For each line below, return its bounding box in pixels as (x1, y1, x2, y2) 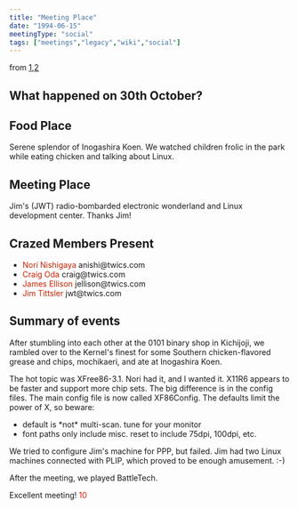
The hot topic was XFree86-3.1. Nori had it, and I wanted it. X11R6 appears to (9, 373, 290, 384)
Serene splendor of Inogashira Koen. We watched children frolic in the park (9, 141, 286, 152)
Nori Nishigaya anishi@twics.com (21, 260, 146, 271)
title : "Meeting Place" (9, 12, 98, 22)
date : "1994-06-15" (9, 21, 82, 30)
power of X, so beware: (9, 401, 95, 412)
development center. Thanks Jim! (9, 210, 132, 221)
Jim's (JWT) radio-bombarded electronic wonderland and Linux (9, 201, 243, 212)
